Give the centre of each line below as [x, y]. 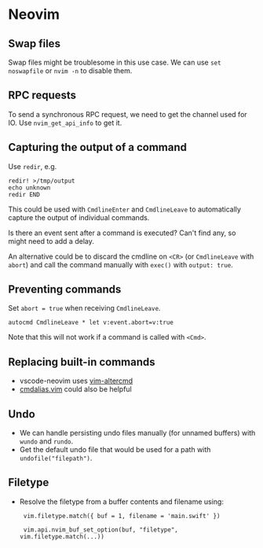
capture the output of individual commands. [79, 217]
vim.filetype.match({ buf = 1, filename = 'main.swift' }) [122, 516]
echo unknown [29, 188]
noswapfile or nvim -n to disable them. [70, 71]
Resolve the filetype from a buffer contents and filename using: [121, 502]
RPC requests [42, 96]
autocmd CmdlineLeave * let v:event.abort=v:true [91, 323]
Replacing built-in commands [82, 362]
